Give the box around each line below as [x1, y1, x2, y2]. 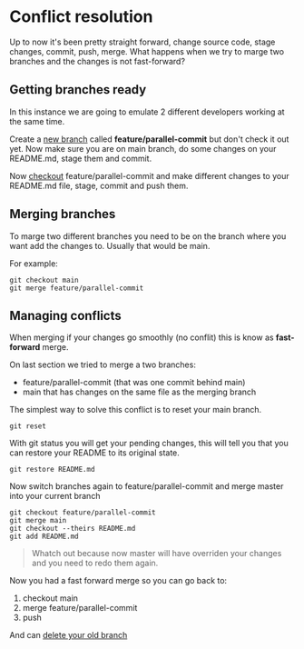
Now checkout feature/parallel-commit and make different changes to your [9, 170, 289, 181]
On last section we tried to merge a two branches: [9, 359, 197, 370]
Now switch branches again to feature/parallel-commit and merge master [9, 481, 284, 492]
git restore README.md [9, 465, 95, 474]
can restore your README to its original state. [9, 447, 180, 458]
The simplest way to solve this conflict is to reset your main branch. [9, 404, 262, 415]
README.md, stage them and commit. [9, 153, 152, 164]
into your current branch [9, 491, 101, 502]
